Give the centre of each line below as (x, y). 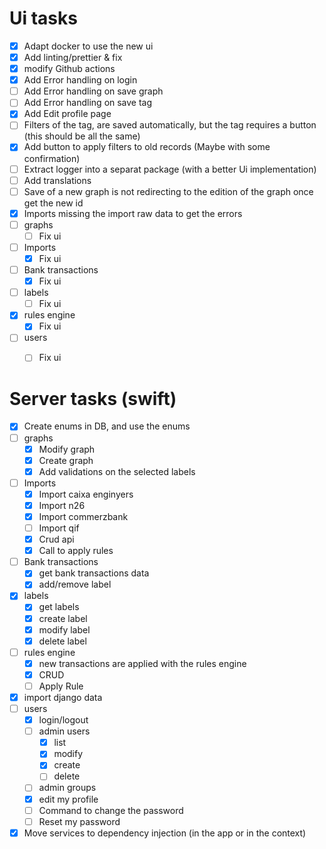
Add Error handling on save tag (88, 103)
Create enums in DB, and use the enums (107, 426)
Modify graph (67, 449)
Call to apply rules (76, 551)
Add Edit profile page (67, 114)
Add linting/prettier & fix (73, 57)
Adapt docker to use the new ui (88, 46)
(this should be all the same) (82, 136)
